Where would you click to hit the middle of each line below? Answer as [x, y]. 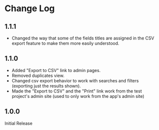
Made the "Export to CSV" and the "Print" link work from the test [77, 91]
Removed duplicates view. [38, 75]
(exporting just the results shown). [46, 86]
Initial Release [19, 123]
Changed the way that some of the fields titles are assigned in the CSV [83, 38]
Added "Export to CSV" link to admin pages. [56, 70]
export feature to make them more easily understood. [65, 43]
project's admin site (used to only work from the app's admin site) [78, 96]
